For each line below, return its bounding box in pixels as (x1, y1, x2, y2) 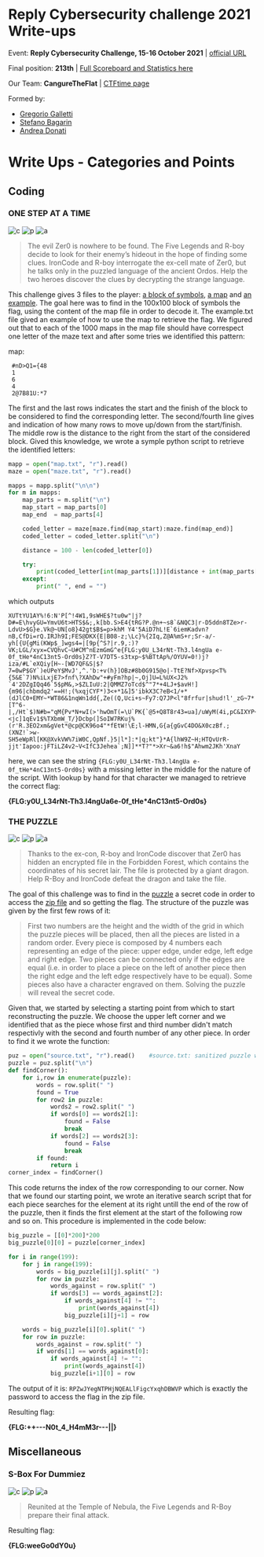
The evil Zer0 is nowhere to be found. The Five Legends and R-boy (27, 241, 245, 251)
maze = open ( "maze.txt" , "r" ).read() (8, 467, 132, 475)
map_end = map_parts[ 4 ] (22, 511, 104, 519)
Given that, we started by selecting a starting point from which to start (8, 1003, 235, 1013)
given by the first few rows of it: (8, 906, 112, 916)
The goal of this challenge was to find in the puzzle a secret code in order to (8, 889, 255, 899)
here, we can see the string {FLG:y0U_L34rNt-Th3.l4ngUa (8, 757, 190, 766)
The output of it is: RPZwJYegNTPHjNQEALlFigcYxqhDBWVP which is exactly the (8, 1383, 248, 1393)
